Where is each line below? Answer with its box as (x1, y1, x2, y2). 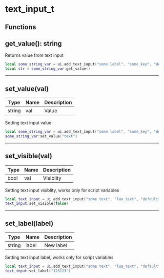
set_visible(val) (5, 152, 52, 160)
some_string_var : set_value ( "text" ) (5, 133, 78, 139)
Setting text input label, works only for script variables (5, 255, 114, 260)
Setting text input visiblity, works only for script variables (5, 187, 120, 193)
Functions (5, 23, 37, 31)
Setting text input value (5, 120, 52, 126)
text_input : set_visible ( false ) (5, 201, 69, 206)
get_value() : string (5, 39, 62, 47)
